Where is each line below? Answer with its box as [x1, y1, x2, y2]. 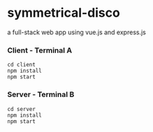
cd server [7, 105, 36, 112]
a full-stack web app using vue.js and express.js [7, 28, 147, 36]
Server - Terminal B [7, 89, 75, 99]
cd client [7, 61, 36, 68]
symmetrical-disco [7, 5, 120, 21]
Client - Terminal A [7, 45, 73, 55]
